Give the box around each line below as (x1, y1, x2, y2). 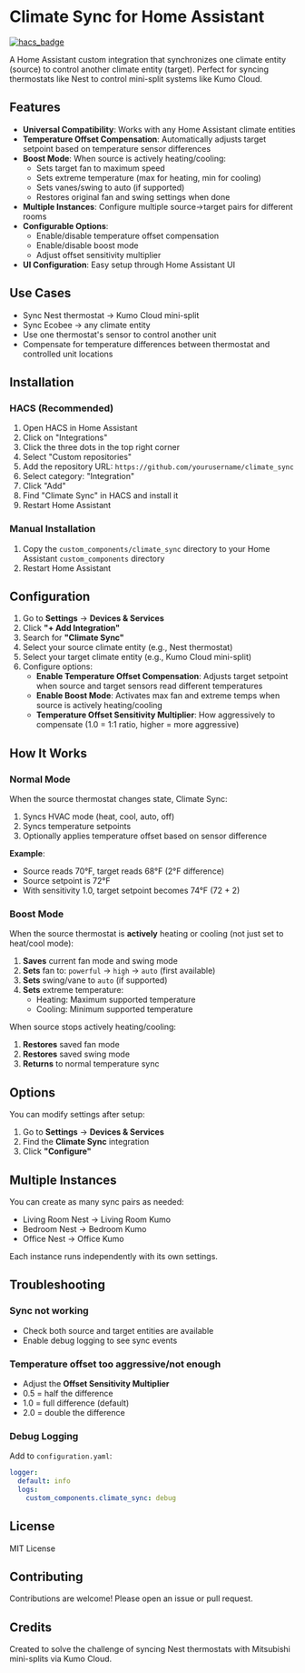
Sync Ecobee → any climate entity (22, 319, 152, 330)
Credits (9, 1619, 53, 1635)
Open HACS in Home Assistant (22, 423, 138, 434)
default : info (17, 1477, 71, 1486)
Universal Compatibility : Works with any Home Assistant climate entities (22, 124, 297, 135)
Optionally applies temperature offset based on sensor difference (22, 830, 268, 842)
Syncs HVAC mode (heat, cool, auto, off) (22, 811, 175, 822)
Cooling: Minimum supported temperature (35, 1004, 193, 1015)
